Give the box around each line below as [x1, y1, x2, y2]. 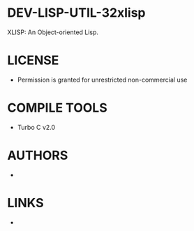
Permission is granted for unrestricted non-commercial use [17, 75, 188, 84]
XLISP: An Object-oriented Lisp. [7, 28, 99, 36]
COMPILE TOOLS [7, 100, 107, 116]
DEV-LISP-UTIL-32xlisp [7, 5, 146, 21]
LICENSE [7, 52, 59, 68]
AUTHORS [7, 148, 68, 163]
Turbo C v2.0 [17, 123, 56, 131]
